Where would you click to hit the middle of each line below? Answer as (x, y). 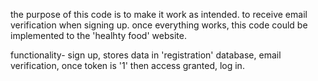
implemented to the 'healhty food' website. (98, 35)
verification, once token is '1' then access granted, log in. (127, 65)
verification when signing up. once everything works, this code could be (159, 25)
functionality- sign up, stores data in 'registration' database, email (146, 55)
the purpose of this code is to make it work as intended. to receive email (159, 14)
